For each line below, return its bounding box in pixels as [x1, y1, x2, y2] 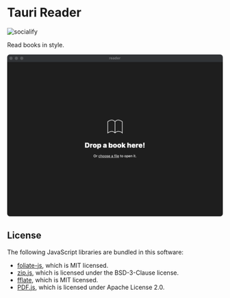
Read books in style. [7, 40, 65, 49]
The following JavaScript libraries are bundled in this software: [7, 248, 183, 256]
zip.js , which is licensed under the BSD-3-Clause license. [16, 269, 179, 277]
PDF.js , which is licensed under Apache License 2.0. [16, 283, 165, 291]
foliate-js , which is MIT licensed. [16, 261, 109, 269]
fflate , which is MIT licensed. [16, 275, 99, 284]
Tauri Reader [7, 5, 82, 21]
